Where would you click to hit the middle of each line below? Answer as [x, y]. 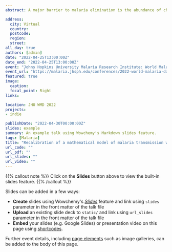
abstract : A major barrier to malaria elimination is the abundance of [83, 10]
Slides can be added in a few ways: [43, 192]
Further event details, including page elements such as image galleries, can [85, 238]
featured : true [21, 77]
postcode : [20, 34]
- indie [14, 114]
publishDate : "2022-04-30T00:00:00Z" [46, 123]
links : [12, 95]
